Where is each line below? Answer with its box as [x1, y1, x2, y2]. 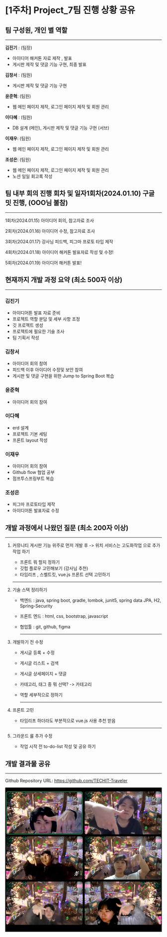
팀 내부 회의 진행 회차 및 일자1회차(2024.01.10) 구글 [5, 189, 155, 198]
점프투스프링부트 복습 [12, 475, 54, 481]
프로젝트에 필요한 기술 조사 [12, 328, 65, 334]
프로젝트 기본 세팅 [12, 431, 47, 437]
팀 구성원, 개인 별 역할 [5, 26, 68, 34]
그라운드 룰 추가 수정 [12, 733, 53, 739]
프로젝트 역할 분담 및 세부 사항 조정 [12, 316, 81, 322]
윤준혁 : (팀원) [5, 93, 31, 99]
